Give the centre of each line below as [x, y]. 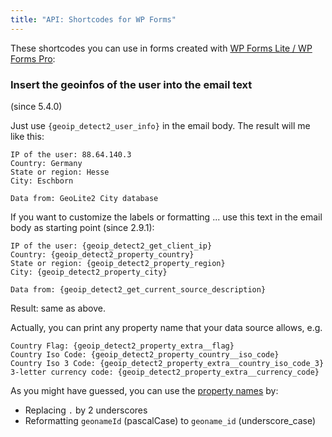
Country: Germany [46, 163]
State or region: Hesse [60, 172]
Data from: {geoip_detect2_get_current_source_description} [138, 289]
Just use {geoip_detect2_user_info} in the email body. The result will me [160, 125]
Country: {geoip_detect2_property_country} [102, 254]
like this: [27, 136]
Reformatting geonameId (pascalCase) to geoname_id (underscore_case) [170, 420]
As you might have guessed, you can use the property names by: [144, 390]
